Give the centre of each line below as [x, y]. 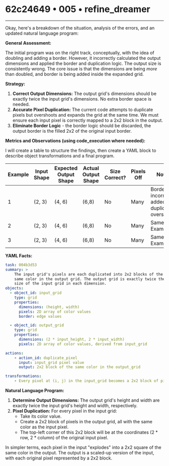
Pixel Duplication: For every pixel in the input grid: [65, 411]
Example [18, 174]
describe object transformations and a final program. [60, 156]
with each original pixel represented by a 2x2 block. [59, 458]
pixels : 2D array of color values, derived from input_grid [83, 344]
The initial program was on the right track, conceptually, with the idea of [80, 53]
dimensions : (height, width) [49, 307]
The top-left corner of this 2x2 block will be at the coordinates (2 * [89, 432]
